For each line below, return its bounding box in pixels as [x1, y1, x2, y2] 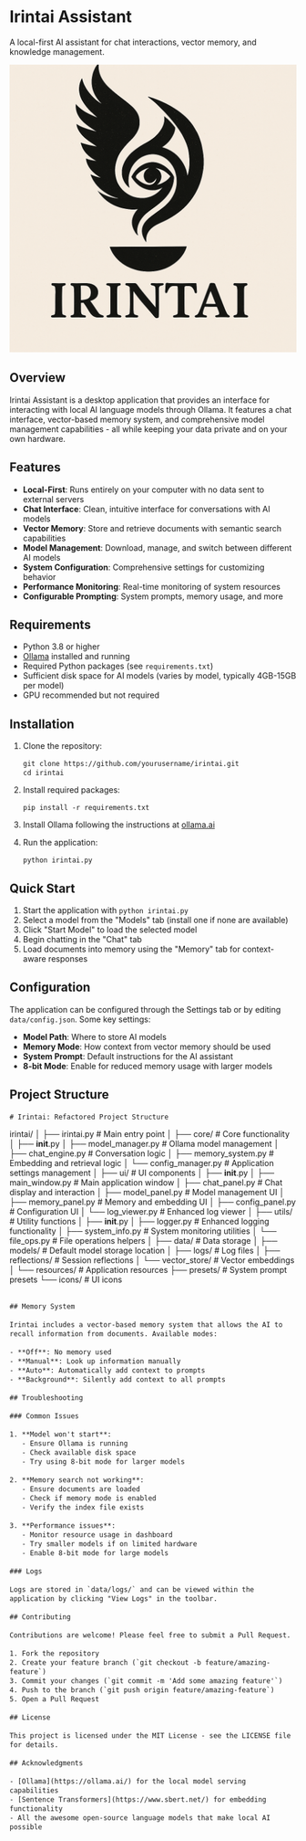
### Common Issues [9, 1411, 79, 1421]
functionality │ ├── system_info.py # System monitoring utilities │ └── [9, 1226, 277, 1236]
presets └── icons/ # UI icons [9, 1274, 123, 1285]
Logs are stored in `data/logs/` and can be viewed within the [9, 1584, 255, 1594]
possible [9, 1822, 43, 1832]
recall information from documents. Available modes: [9, 1329, 219, 1339]
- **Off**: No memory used [9, 1347, 112, 1357]
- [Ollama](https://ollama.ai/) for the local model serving [9, 1776, 247, 1786]
